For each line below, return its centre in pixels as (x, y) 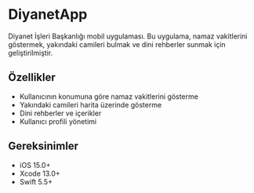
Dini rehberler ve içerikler (60, 113)
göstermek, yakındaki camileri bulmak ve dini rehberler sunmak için (117, 44)
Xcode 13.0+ (40, 173)
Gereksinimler (44, 146)
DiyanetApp (48, 15)
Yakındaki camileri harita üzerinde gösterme (91, 104)
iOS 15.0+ (35, 165)
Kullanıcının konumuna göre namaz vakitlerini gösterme (109, 96)
